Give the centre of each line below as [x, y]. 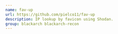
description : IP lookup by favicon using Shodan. [60, 19]
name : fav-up [19, 10]
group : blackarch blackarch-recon [42, 24]
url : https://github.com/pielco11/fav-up [50, 14]
